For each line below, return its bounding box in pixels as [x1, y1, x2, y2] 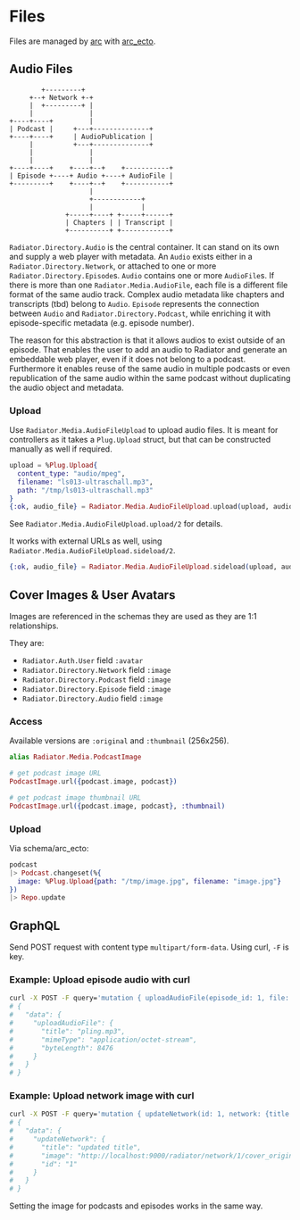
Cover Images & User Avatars [9, 587, 176, 602]
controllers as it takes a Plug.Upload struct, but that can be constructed [9, 435, 271, 445]
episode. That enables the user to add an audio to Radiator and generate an [9, 344, 287, 354]
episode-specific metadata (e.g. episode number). [9, 317, 195, 328]
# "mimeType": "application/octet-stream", [9, 1035, 198, 1044]
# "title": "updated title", [9, 1142, 142, 1152]
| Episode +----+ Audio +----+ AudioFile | [9, 171, 174, 180]
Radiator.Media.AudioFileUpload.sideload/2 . [9, 545, 176, 556]
